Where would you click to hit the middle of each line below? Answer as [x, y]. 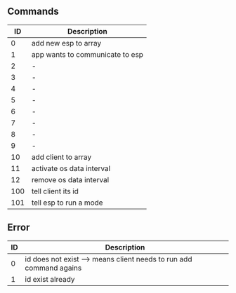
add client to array [61, 157]
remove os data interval [70, 179]
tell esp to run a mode [67, 203]
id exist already [50, 279]
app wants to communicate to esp [87, 54]
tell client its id [55, 191]
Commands [33, 12]
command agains [53, 268]
